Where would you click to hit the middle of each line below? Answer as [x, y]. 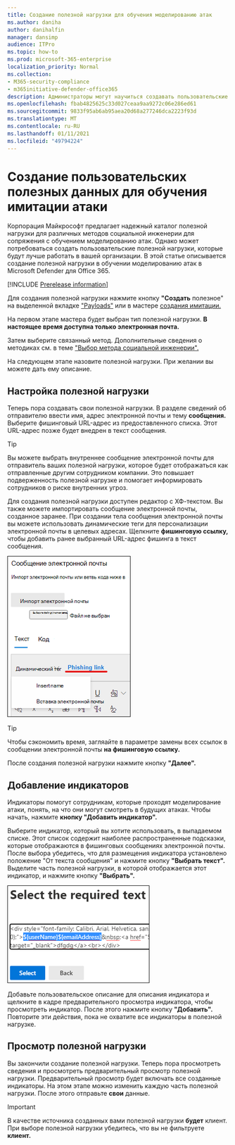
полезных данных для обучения [107, 192]
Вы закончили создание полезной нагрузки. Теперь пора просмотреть [114, 1063]
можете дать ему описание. [50, 369]
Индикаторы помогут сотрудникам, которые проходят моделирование [114, 802]
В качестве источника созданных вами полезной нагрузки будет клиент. [117, 1120]
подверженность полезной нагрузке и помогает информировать [105, 480]
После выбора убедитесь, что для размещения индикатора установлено [117, 853]
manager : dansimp [33, 37]
